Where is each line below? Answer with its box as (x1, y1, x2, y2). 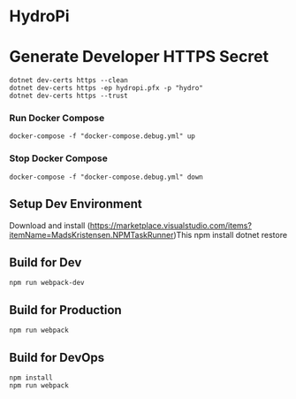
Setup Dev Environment (9, 196, 143, 211)
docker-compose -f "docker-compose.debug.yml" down (9, 173, 203, 181)
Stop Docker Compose (9, 152, 108, 165)
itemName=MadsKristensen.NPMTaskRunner (9, 229, 174, 240)
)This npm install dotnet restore (173, 229, 288, 240)
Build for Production (9, 303, 122, 318)
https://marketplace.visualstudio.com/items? (89, 219, 252, 231)
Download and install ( (9, 219, 91, 231)
